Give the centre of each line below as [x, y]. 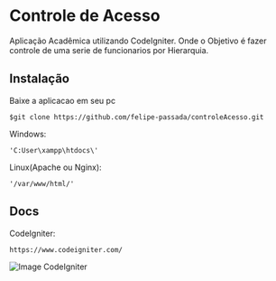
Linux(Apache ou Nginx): [55, 167]
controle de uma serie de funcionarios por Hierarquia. [109, 50]
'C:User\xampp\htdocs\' [54, 150]
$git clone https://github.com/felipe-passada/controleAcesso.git [137, 117]
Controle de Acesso [85, 16]
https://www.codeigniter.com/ [66, 249]
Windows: [28, 134]
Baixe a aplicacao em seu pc [62, 100]
